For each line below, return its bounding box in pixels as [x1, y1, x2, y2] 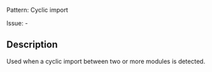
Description [6, 39, 58, 51]
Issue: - [6, 19, 28, 27]
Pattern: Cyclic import [6, 6, 68, 14]
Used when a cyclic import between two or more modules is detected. [6, 57, 206, 65]
